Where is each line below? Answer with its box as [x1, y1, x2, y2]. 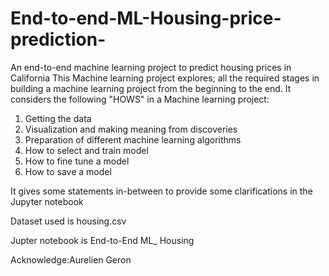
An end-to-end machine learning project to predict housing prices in [10, 61, 292, 73]
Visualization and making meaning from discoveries [24, 123, 238, 135]
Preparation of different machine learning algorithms [24, 133, 242, 146]
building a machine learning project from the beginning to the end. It [10, 82, 292, 94]
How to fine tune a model [24, 155, 130, 167]
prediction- [10, 28, 107, 51]
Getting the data [24, 112, 92, 124]
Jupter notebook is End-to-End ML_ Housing [10, 234, 195, 246]
